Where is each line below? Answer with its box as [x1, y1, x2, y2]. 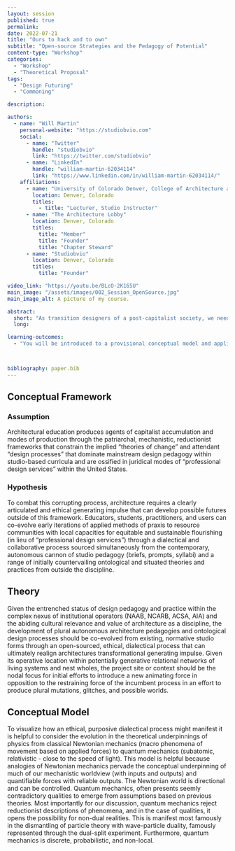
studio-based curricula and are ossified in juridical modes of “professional [7, 458, 221, 466]
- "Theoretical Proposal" [13, 69, 90, 76]
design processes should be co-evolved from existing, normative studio [7, 634, 215, 642]
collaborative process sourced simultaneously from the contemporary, [7, 543, 210, 551]
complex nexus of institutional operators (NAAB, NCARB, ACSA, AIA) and [7, 612, 218, 620]
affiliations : [20, 178, 61, 185]
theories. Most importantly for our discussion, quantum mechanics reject [7, 799, 218, 808]
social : [20, 133, 42, 140]
